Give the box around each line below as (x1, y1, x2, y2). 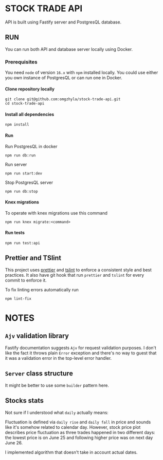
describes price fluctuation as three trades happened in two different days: (5, 429, 156, 435)
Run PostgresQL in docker (5, 143, 57, 149)
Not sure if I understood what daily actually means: (5, 409, 109, 416)
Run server (5, 161, 27, 167)
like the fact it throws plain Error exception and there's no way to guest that (5, 350, 157, 356)
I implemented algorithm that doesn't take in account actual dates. (5, 449, 138, 455)
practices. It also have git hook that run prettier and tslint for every (5, 272, 145, 278)
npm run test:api (5, 241, 40, 246)
